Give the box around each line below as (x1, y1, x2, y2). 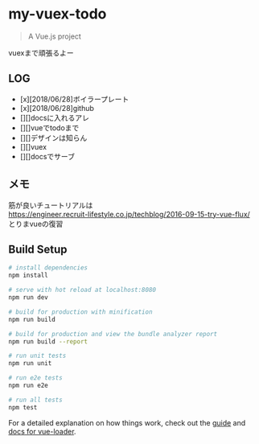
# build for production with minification (8, 307, 153, 316)
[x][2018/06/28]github (19, 103, 95, 113)
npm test (8, 403, 38, 411)
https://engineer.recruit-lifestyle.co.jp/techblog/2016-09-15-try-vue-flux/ (8, 209, 251, 219)
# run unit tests (8, 351, 67, 360)
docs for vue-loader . (8, 426, 76, 436)
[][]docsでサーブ (19, 151, 75, 161)
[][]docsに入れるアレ (19, 113, 90, 122)
